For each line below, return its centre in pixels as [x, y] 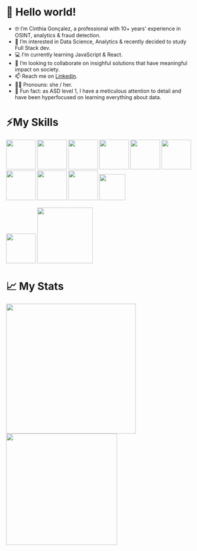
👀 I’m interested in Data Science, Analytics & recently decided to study [101, 42]
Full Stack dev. [33, 47]
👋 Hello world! [41, 12]
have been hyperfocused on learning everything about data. [88, 97]
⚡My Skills [33, 123]
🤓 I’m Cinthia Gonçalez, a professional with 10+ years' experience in [98, 28]
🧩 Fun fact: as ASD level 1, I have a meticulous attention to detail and [98, 91]
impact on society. [37, 69]
